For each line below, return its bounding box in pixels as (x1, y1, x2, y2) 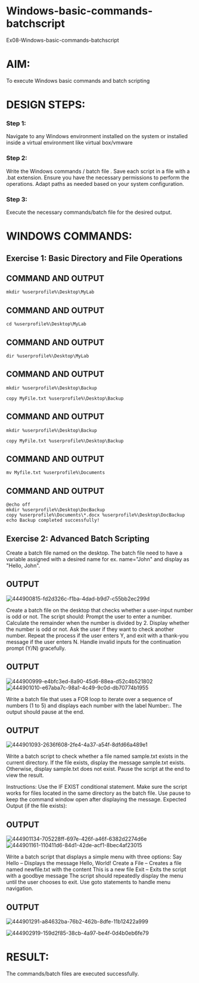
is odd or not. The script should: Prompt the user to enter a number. (6, 612, 172, 620)
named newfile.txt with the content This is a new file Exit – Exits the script (6, 866, 186, 873)
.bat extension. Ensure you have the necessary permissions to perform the (6, 174, 189, 181)
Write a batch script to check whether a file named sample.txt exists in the (6, 752, 189, 760)
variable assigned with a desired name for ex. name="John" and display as (6, 556, 189, 563)
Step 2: (6, 154, 28, 162)
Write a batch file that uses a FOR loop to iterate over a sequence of (6, 695, 173, 702)
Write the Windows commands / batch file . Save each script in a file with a (6, 167, 190, 175)
